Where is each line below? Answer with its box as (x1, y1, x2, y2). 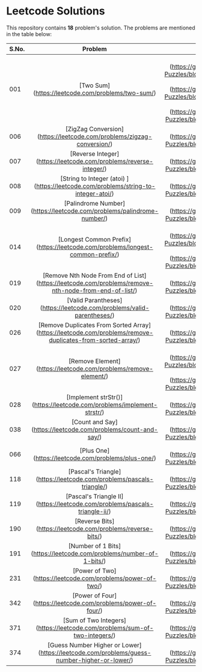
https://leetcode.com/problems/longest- (38, 242, 153, 251)
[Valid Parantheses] (67, 296, 123, 304)
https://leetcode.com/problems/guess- (40, 648, 151, 656)
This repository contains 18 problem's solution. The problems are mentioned (6, 24, 195, 31)
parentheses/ (75, 311, 112, 319)
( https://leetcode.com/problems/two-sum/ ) (32, 88, 156, 97)
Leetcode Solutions (6, 4, 105, 18)
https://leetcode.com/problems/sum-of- (38, 623, 154, 632)
